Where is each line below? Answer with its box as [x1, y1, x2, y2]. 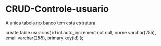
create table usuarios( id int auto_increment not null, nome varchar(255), [5, 29, 156, 35]
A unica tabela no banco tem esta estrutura [5, 20, 96, 26]
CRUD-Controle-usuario [5, 3, 109, 15]
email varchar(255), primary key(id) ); [5, 35, 84, 41]
